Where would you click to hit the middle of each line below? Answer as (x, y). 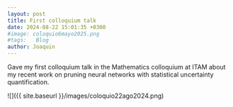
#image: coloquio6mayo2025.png (53, 34)
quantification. (28, 82)
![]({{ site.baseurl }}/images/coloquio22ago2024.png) (86, 96)
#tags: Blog (28, 40)
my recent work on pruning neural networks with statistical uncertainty (110, 74)
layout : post (27, 14)
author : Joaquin (31, 47)
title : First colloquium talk (52, 21)
